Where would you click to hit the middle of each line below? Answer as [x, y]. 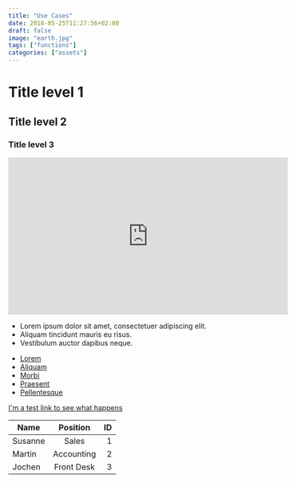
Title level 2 [38, 122]
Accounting [75, 453]
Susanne [29, 441]
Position [75, 427]
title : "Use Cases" [41, 16]
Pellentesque [41, 392]
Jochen [27, 466]
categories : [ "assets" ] [48, 53]
